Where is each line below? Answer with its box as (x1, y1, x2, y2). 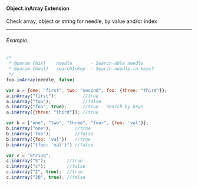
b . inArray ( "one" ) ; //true (6, 125, 91, 132)
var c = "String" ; (6, 152, 51, 158)
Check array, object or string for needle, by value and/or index (6, 18, 157, 25)
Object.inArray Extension (6, 5, 70, 12)
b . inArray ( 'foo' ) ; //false (6, 131, 94, 137)
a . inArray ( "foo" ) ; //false (6, 98, 101, 104)
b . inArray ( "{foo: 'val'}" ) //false (6, 142, 94, 148)
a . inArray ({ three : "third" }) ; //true (6, 109, 99, 115)
